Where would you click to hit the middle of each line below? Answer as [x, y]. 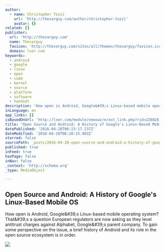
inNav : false [18, 161]
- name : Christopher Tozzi [37, 14]
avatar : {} [25, 23]
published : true [22, 147]
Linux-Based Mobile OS [42, 202]
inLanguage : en [21, 111]
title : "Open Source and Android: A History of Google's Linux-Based [78, 124]
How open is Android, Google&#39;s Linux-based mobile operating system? [82, 214]
